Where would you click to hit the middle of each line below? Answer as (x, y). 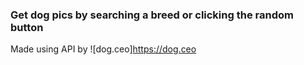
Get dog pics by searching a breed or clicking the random (152, 15)
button (27, 27)
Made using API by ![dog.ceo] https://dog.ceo (103, 49)
